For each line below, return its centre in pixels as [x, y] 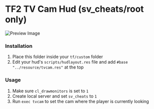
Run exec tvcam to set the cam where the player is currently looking [80, 101]
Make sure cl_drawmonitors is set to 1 [50, 91]
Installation [19, 46]
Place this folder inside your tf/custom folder [58, 57]
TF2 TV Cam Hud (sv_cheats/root [75, 9]
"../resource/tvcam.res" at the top [48, 67]
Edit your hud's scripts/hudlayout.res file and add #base [70, 62]
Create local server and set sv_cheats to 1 [54, 96]
